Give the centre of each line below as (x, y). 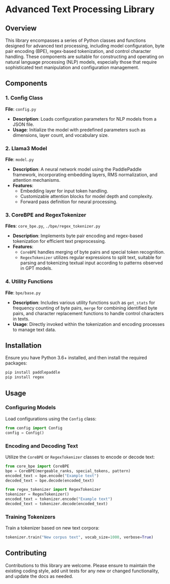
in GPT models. (36, 268)
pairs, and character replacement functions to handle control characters (88, 313)
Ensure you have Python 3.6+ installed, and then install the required (76, 358)
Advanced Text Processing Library (80, 9)
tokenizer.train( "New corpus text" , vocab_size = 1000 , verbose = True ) (79, 537)
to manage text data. (34, 329)
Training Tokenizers (31, 517)
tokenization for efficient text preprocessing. (59, 241)
